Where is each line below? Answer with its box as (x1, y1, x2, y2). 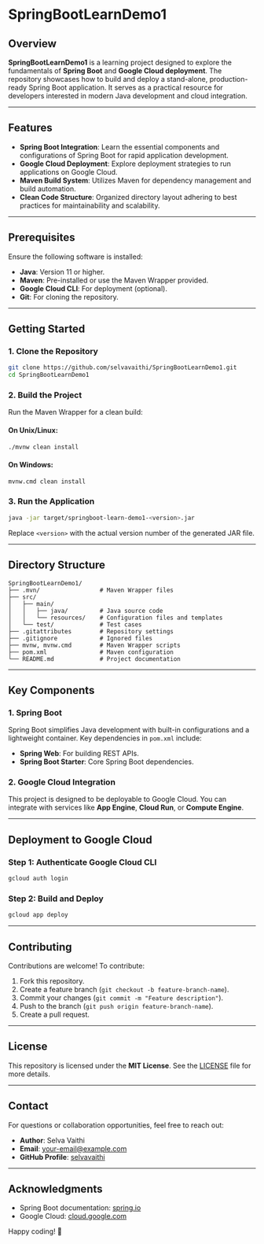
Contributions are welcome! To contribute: (8, 962, 145, 971)
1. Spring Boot (8, 707, 63, 718)
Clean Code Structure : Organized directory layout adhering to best (19, 192, 237, 201)
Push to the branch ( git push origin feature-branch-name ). (19, 1002, 214, 1011)
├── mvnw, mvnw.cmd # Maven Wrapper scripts (8, 641, 181, 649)
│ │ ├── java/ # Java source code (8, 607, 163, 615)
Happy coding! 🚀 (8, 1227, 63, 1236)
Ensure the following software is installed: (8, 252, 143, 261)
